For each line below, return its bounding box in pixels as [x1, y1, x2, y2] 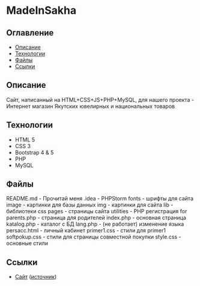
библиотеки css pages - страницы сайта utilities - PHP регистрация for [6, 208, 187, 215]
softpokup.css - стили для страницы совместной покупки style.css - [6, 233, 181, 241]
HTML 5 [14, 136, 35, 143]
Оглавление [6, 28, 54, 38]
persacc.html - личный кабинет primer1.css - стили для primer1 [6, 227, 166, 234]
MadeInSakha [6, 4, 77, 17]
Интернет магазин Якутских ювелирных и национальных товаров [6, 102, 175, 110]
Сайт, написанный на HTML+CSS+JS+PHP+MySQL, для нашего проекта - [6, 96, 194, 103]
